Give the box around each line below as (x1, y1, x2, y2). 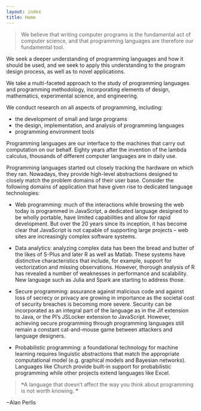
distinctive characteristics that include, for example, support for (14, 257, 172, 264)
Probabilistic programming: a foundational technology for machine (14, 343, 178, 351)
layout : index (6, 8, 42, 15)
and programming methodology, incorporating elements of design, (6, 86, 170, 93)
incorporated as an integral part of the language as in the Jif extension (14, 306, 189, 314)
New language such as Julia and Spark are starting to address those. (14, 276, 185, 283)
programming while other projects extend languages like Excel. (14, 369, 170, 376)
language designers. (14, 332, 66, 339)
